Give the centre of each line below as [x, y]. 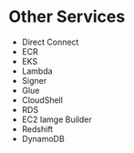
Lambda [37, 71]
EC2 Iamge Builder [57, 119]
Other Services [67, 17]
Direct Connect [50, 42]
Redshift [37, 128]
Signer [34, 80]
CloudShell [42, 100]
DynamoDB [43, 138]
